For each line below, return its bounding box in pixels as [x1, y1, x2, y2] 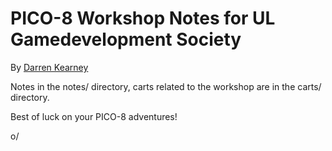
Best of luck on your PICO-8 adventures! [10, 110, 178, 122]
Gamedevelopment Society [10, 28, 242, 51]
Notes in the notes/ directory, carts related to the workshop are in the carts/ [10, 80, 322, 92]
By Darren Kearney [10, 61, 89, 73]
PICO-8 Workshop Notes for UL [10, 7, 276, 30]
